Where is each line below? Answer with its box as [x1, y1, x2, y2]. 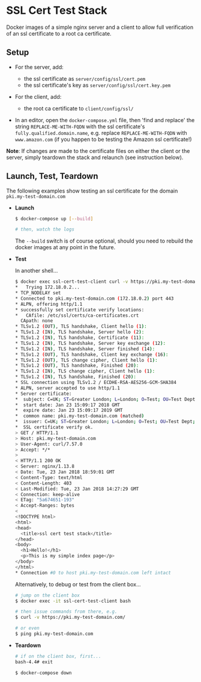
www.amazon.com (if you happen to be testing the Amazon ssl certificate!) [14, 135, 192, 143]
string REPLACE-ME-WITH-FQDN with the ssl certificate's [14, 123, 145, 130]
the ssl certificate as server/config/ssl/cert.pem [23, 75, 146, 82]
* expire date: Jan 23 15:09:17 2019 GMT [14, 408, 123, 414]
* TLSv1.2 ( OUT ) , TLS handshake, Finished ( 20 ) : [14, 362, 139, 369]
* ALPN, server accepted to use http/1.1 [14, 385, 121, 391]
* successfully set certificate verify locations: [14, 306, 145, 313]
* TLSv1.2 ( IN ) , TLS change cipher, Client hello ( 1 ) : [14, 368, 155, 374]
